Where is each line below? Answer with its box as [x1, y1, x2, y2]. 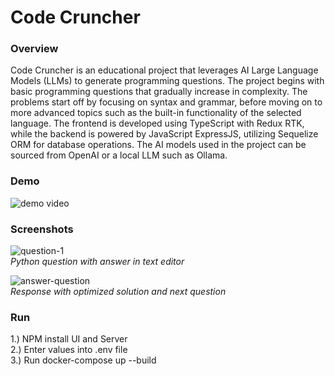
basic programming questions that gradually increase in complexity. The [10, 86, 308, 98]
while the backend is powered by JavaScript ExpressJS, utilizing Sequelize [10, 128, 319, 140]
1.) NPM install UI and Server [10, 333, 128, 345]
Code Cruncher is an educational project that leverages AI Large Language [10, 64, 319, 76]
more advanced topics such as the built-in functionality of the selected [10, 107, 302, 119]
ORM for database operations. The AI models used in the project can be [10, 139, 307, 151]
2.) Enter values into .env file [10, 344, 128, 356]
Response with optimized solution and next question [10, 286, 227, 298]
